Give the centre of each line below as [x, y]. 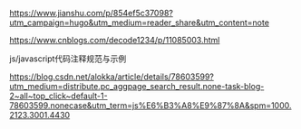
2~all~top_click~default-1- [58, 96]
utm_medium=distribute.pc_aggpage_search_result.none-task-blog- [137, 86]
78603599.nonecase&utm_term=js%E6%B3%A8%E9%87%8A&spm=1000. [150, 106]
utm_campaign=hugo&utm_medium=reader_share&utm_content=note [140, 23]
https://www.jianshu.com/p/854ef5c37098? [92, 13]
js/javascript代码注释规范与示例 [68, 59]
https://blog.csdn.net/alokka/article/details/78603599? [112, 77]
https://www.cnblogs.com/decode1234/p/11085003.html [115, 40]
